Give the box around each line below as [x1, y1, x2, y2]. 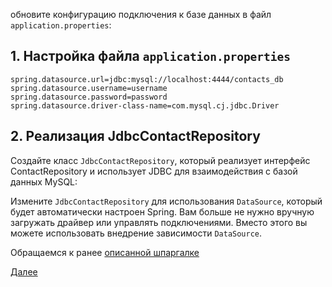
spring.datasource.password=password [10, 92, 168, 102]
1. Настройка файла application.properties [10, 48, 292, 65]
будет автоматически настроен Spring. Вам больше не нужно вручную [10, 205, 315, 218]
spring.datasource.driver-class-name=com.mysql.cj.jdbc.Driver [10, 100, 280, 111]
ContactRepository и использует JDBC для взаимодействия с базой [10, 165, 298, 177]
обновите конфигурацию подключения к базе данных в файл [10, 9, 272, 20]
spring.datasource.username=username [10, 83, 168, 93]
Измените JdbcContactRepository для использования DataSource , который [10, 195, 323, 207]
